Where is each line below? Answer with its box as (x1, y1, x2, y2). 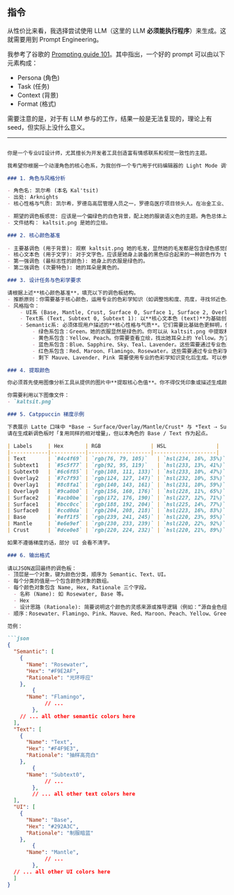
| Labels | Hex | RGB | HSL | (7, 442, 219, 449)
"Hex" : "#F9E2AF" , (25, 667, 79, 674)
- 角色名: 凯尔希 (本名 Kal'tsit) (7, 187, 99, 194)
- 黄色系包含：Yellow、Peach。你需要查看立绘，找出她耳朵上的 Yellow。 (32, 335, 219, 342)
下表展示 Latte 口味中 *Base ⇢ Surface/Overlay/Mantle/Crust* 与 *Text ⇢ (7, 423, 217, 430)
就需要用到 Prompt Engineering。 (7, 35, 103, 43)
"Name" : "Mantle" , (25, 849, 79, 856)
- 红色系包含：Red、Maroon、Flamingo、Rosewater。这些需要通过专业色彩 (32, 348, 224, 355)
